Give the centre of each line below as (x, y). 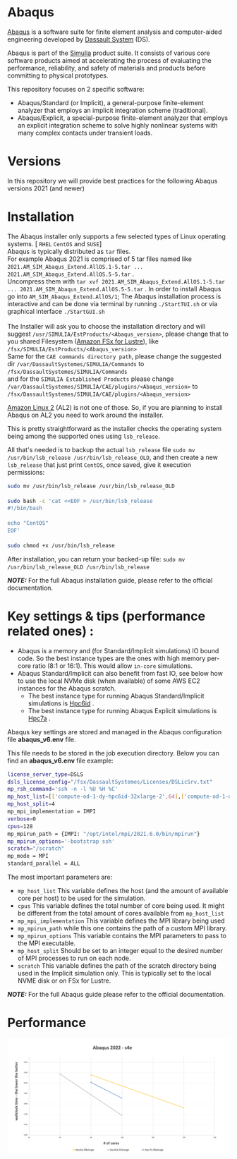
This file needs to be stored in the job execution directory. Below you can (114, 753)
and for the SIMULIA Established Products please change (91, 379)
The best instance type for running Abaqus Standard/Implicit (116, 696)
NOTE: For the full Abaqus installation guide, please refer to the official (110, 580)
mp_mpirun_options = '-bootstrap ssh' (61, 841)
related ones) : (50, 631)
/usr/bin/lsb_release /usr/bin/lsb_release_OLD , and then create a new (113, 457)
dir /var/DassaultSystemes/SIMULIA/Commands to (76, 363)
